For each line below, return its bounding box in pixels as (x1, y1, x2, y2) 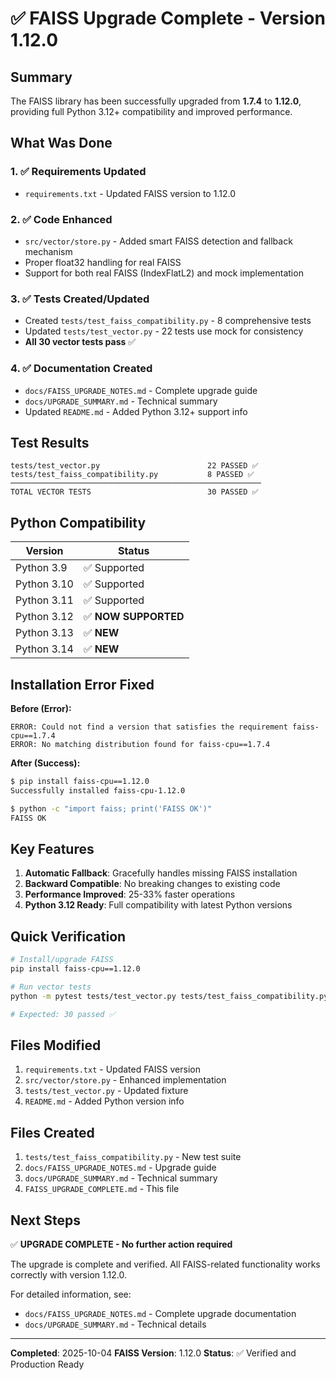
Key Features (10, 840, 95, 857)
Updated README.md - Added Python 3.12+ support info (24, 405, 248, 417)
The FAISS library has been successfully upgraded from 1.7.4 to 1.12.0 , (10, 95, 302, 107)
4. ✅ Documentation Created (10, 362, 153, 376)
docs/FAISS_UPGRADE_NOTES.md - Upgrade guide (24, 1162, 217, 1174)
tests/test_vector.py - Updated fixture (24, 1085, 189, 1097)
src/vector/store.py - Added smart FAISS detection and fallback (24, 235, 293, 247)
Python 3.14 (15, 642, 74, 656)
